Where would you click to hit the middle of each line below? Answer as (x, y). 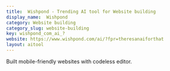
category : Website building (41, 22)
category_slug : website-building (48, 28)
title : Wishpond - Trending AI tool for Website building (81, 12)
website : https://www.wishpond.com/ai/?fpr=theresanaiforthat (85, 39)
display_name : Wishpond (37, 17)
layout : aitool (25, 45)
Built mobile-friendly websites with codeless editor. (69, 61)
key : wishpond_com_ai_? (36, 34)
